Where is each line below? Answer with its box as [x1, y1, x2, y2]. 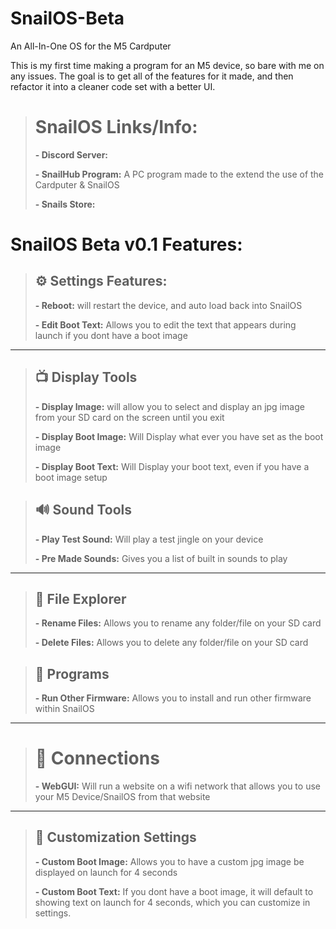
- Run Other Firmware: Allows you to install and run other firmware [34, 692, 312, 704]
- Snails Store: [34, 198, 96, 210]
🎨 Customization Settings [34, 829, 197, 846]
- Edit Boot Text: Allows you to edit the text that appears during [34, 318, 297, 331]
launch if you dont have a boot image [34, 329, 188, 341]
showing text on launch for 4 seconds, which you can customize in [34, 896, 311, 908]
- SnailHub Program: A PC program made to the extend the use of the [34, 168, 325, 180]
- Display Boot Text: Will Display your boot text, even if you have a [34, 460, 310, 472]
